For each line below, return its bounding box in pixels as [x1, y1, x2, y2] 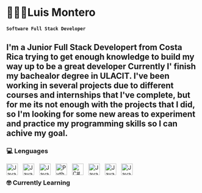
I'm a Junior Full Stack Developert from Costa [6, 42, 182, 53]
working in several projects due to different [6, 81, 174, 91]
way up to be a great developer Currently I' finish [6, 61, 197, 72]
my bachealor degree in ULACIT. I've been [6, 71, 170, 81]
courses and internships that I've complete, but [6, 90, 190, 100]
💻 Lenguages [6, 147, 49, 155]
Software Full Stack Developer [6, 26, 86, 32]
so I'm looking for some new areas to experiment [6, 109, 196, 120]
